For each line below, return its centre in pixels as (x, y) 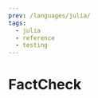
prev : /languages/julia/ (49, 16)
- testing (31, 45)
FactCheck (45, 85)
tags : (17, 23)
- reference (35, 38)
